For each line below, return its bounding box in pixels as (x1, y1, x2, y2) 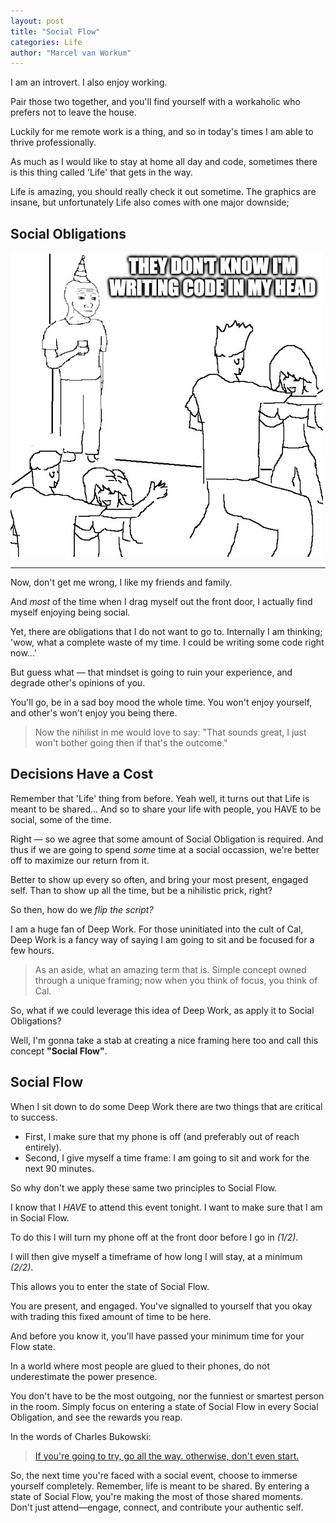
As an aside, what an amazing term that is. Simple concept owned (34, 963, 307, 975)
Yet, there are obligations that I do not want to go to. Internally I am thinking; (10, 626, 323, 638)
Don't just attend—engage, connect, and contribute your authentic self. (10, 1501, 304, 1513)
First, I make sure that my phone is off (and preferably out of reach (24, 1130, 300, 1142)
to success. (10, 1111, 58, 1123)
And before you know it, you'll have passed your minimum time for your (10, 1330, 305, 1342)
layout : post (10, 16, 65, 26)
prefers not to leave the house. (10, 106, 137, 119)
